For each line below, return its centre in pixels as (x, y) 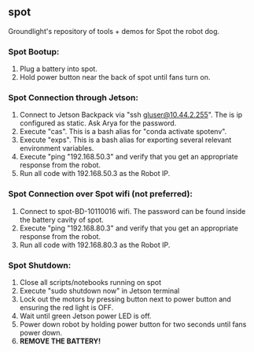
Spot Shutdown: (40, 265)
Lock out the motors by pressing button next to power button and (125, 299)
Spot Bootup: (34, 51)
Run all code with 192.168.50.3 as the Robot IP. (95, 174)
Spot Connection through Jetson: (74, 98)
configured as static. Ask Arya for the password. (98, 123)
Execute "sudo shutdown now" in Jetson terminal (99, 291)
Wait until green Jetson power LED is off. (85, 316)
